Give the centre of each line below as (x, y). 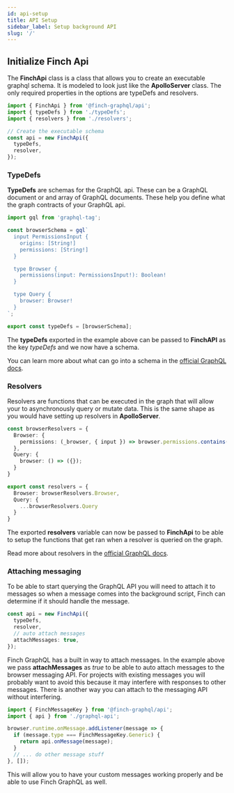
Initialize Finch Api (48, 61)
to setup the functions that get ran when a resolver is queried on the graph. (115, 540)
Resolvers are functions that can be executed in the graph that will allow (111, 401)
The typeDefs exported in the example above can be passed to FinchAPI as (117, 339)
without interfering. (35, 697)
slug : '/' (22, 33)
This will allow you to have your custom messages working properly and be (115, 774)
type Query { (32, 294)
